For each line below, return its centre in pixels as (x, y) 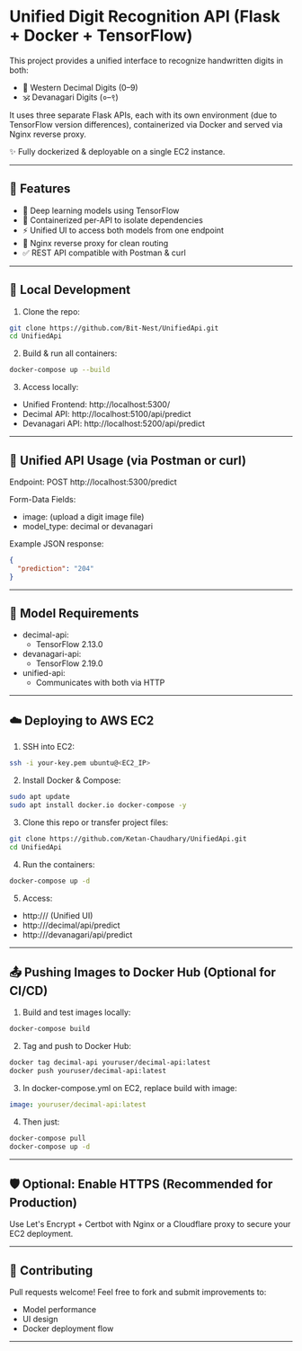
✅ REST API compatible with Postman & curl (104, 253)
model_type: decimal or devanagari (88, 526)
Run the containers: (58, 864)
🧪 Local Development (70, 290)
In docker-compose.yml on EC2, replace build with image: (130, 1088)
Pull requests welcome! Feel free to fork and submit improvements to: (138, 1293)
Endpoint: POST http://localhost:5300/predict (93, 482)
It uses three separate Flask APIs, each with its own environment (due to (143, 115)
